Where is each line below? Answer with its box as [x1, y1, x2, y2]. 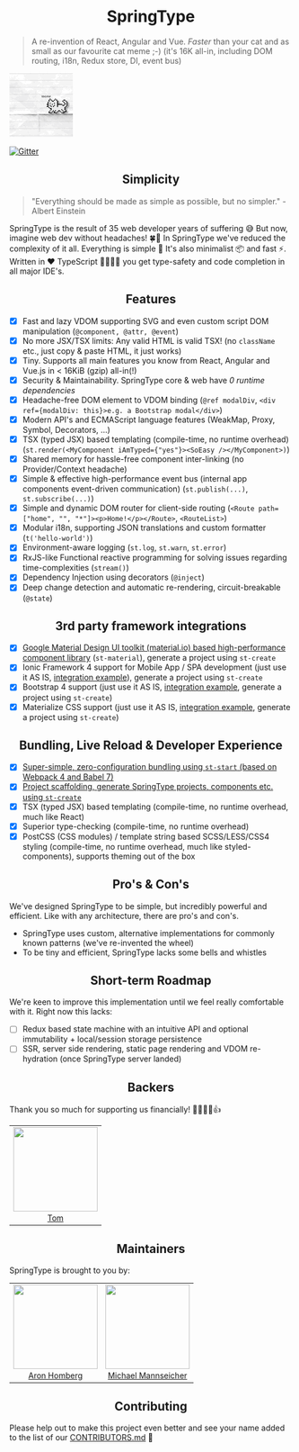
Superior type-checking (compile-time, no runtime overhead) [22, 821, 250, 832]
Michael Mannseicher [107, 1370, 188, 1381]
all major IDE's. [9, 266, 65, 276]
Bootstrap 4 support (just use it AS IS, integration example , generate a [22, 681, 283, 692]
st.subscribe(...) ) [22, 493, 94, 504]
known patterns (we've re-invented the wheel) [22, 937, 195, 948]
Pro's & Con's [111, 877, 190, 892]
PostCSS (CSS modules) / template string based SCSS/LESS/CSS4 [22, 831, 270, 842]
